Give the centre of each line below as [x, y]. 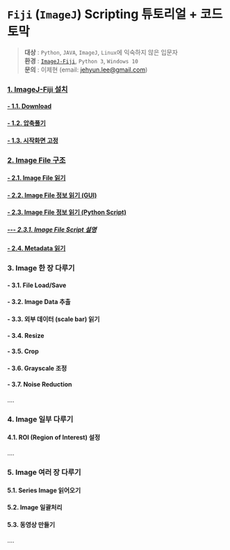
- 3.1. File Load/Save [37, 285]
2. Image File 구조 [36, 160]
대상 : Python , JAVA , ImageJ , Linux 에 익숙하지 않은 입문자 [101, 52]
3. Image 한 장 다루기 [41, 268]
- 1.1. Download [30, 106]
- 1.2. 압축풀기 [27, 123]
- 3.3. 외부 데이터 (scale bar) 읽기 [54, 319]
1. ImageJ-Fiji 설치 [38, 89]
